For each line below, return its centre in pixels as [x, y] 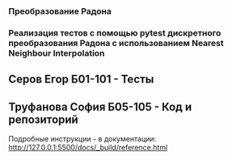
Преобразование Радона [60, 11]
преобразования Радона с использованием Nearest [116, 43]
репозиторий [43, 119]
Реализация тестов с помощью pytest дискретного [115, 32]
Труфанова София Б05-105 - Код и [100, 107]
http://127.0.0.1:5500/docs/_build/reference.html [88, 148]
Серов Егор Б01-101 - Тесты [81, 80]
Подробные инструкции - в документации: [82, 139]
